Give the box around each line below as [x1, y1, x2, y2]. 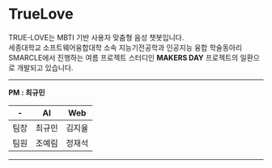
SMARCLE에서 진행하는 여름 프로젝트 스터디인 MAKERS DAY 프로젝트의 [8, 52, 239, 62]
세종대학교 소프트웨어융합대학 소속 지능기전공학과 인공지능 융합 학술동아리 [8, 42, 243, 52]
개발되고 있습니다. [16, 62, 74, 73]
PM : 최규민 [8, 87, 46, 97]
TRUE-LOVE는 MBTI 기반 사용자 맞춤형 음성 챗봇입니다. [8, 32, 185, 42]
